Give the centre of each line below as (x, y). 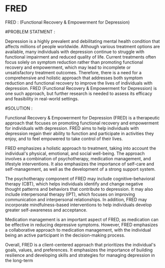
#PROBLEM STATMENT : (30, 31)
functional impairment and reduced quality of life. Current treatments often (81, 57)
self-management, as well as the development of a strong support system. (80, 169)
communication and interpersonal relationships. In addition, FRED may (76, 199)
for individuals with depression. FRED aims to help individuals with (72, 128)
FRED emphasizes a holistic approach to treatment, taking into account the (81, 148)
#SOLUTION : (19, 108)
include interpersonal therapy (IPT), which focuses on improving (70, 194)
